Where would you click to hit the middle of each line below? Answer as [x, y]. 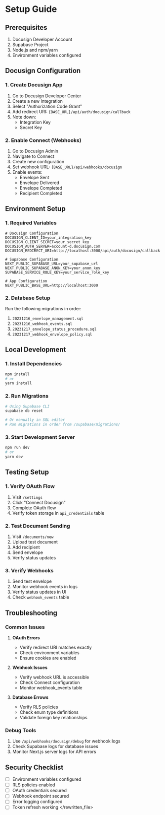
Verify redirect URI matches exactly [56, 647]
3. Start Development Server [40, 437]
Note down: [24, 117]
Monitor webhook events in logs [45, 587]
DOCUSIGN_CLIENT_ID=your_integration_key [48, 238]
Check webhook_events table [41, 597]
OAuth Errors [26, 638]
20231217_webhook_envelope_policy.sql [52, 334]
